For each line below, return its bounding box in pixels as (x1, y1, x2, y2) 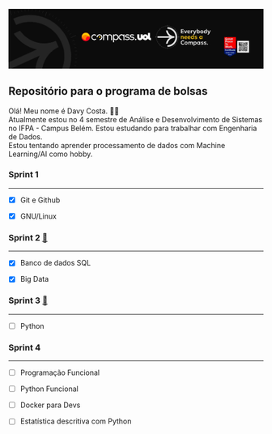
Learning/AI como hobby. (8, 149, 93, 159)
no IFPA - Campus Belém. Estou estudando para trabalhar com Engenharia (8, 123, 257, 133)
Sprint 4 (8, 342, 41, 353)
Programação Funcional (19, 368, 100, 377)
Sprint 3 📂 (8, 295, 49, 306)
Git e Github (19, 195, 61, 205)
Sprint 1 (8, 169, 39, 181)
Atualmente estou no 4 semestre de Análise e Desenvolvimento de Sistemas (8, 114, 263, 124)
